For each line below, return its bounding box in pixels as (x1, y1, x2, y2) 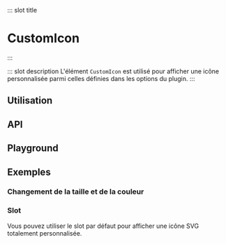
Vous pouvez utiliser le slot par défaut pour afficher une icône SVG (7, 222, 199, 230)
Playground (7, 143, 59, 155)
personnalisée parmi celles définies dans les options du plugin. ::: (7, 74, 195, 82)
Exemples (7, 166, 51, 178)
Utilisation (7, 94, 53, 107)
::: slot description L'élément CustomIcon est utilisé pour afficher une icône (7, 66, 220, 76)
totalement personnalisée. (7, 229, 82, 237)
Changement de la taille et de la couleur (7, 187, 144, 196)
